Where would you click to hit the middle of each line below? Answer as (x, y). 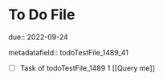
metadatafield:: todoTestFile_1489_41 (68, 52)
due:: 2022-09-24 (38, 37)
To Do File (42, 15)
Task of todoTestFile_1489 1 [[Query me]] (87, 68)
